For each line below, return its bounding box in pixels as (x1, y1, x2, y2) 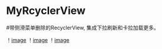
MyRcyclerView (6, 4, 86, 17)
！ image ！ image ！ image (6, 36, 70, 43)
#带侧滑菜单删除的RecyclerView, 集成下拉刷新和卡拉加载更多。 (6, 24, 160, 31)
